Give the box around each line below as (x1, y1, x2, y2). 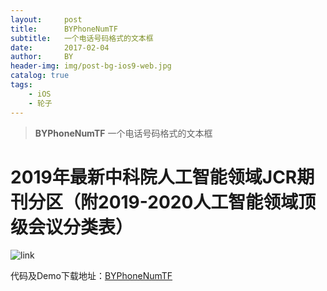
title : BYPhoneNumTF (10, 24, 118, 34)
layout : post (10, 14, 83, 25)
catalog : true (10, 71, 70, 81)
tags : (10, 80, 33, 90)
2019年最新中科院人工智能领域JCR (10, 166, 298, 188)
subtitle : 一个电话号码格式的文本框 (10, 33, 154, 43)
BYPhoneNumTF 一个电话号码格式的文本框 (34, 127, 213, 139)
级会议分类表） (10, 216, 134, 238)
